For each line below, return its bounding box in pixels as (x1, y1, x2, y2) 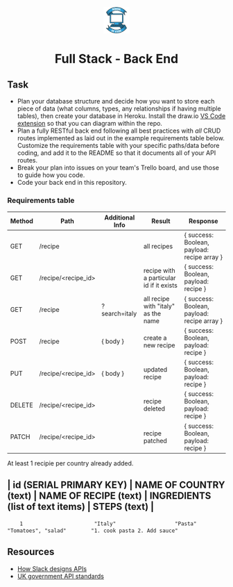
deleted (143, 404, 165, 413)
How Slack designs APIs (17, 564, 87, 572)
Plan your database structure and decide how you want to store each (17, 97, 215, 105)
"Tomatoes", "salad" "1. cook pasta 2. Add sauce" (7, 527, 178, 534)
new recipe (143, 340, 175, 349)
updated (143, 365, 168, 374)
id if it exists (143, 281, 178, 289)
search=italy (101, 309, 137, 317)
